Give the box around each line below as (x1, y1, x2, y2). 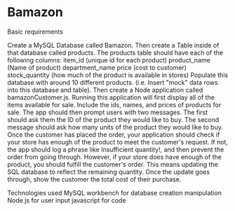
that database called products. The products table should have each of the (7, 48, 223, 57)
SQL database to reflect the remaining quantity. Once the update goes (7, 168, 210, 176)
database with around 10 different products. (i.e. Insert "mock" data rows (7, 78, 219, 86)
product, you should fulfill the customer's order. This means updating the (7, 160, 219, 168)
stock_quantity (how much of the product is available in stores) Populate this (7, 71, 229, 79)
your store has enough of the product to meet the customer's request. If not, (7, 137, 228, 146)
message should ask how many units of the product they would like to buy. (7, 123, 223, 131)
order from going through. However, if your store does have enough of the (7, 152, 222, 161)
